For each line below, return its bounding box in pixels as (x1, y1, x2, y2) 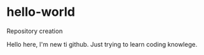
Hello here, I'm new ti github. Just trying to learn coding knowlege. (6, 40, 198, 48)
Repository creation (6, 27, 63, 35)
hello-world (6, 4, 76, 20)
